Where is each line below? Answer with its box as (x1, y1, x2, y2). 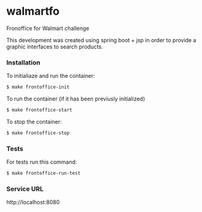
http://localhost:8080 (6, 199, 60, 206)
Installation (6, 58, 41, 67)
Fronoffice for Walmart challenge (6, 25, 90, 32)
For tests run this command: (6, 158, 78, 166)
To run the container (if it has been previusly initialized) (6, 95, 146, 102)
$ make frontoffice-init (6, 84, 70, 90)
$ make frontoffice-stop (6, 130, 70, 136)
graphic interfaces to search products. (6, 43, 103, 50)
